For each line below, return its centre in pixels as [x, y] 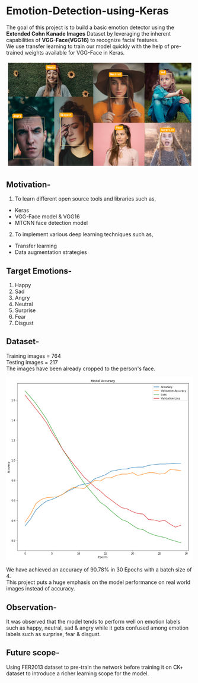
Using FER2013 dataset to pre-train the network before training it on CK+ [95, 667]
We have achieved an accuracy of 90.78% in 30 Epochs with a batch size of [99, 570]
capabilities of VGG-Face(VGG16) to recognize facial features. [82, 40]
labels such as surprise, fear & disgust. [54, 634]
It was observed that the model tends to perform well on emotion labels [93, 622]
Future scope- [33, 653]
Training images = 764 [33, 356]
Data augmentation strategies [51, 252]
